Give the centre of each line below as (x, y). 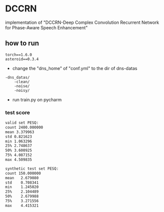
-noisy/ (22, 90)
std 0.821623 (19, 137)
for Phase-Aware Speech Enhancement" (46, 27)
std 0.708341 (22, 182)
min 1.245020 (22, 187)
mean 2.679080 (22, 178)
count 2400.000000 (24, 127)
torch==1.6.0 (19, 55)
